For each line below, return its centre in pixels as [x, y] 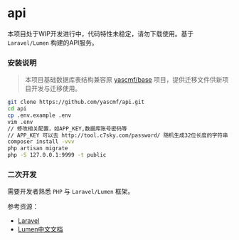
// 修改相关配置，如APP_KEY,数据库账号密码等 [68, 129]
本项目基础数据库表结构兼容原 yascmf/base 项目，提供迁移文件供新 [123, 80]
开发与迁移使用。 [56, 89]
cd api [17, 109]
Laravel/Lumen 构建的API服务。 [53, 42]
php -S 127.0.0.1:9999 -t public [57, 155]
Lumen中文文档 [40, 229]
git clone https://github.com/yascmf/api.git [76, 102]
